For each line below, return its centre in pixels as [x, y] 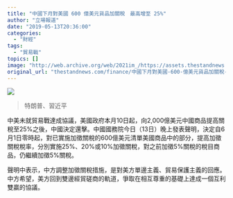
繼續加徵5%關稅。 [52, 155]
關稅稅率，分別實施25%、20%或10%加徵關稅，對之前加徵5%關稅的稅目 [111, 146]
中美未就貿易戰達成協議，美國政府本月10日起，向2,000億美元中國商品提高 [113, 120]
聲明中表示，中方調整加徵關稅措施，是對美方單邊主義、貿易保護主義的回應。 [116, 170]
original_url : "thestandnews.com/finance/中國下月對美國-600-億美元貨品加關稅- [117, 72]
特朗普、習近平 [45, 106]
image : [17, 65]
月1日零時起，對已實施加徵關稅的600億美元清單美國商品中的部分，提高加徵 [114, 138]
